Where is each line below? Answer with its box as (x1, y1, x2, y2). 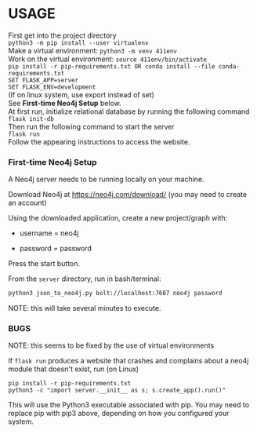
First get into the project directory (8, 31, 117, 40)
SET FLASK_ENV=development (8, 83, 96, 91)
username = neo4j (19, 228, 80, 238)
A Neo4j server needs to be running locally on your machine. (8, 174, 205, 184)
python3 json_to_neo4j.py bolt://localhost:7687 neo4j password (8, 290, 223, 297)
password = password (19, 244, 92, 253)
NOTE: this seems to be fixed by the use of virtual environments (8, 341, 215, 350)
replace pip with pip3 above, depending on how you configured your (8, 409, 230, 418)
